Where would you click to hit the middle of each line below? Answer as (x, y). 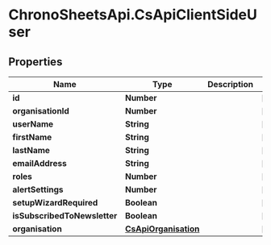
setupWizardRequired (55, 203)
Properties (35, 62)
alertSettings (38, 189)
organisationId (41, 111)
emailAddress (40, 163)
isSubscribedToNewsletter (65, 216)
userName (33, 124)
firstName (32, 137)
